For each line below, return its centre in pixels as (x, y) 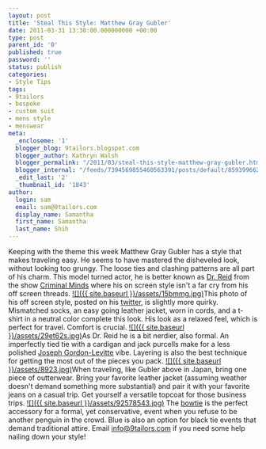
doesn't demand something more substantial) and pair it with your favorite (129, 386)
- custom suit (32, 112)
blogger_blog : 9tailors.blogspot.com (78, 148)
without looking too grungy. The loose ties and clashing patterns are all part (131, 268)
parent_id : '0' (33, 45)
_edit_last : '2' (42, 178)
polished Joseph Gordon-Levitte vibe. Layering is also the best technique (128, 352)
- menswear (26, 126)
